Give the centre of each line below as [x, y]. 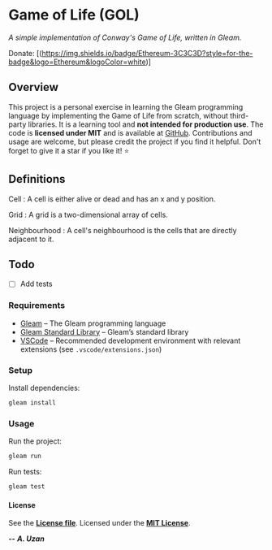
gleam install [32, 403]
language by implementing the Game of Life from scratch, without [119, 115]
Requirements [37, 305]
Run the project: [35, 441]
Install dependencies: [44, 388]
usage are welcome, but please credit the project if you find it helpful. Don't [135, 141]
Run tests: [25, 472]
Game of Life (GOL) [74, 15]
